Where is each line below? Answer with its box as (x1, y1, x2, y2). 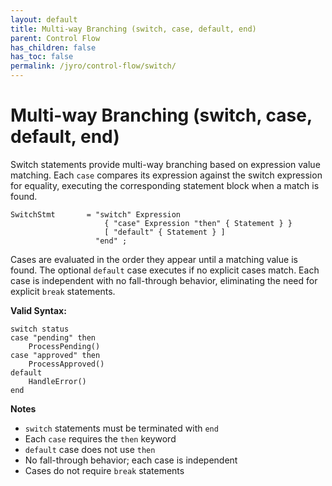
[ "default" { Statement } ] (104, 227, 226, 237)
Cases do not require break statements (24, 464, 185, 476)
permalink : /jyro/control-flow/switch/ (10, 61, 177, 71)
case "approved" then (10, 350, 101, 360)
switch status (10, 324, 70, 334)
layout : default (10, 14, 78, 25)
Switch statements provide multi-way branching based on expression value (10, 158, 321, 170)
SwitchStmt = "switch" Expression (10, 209, 182, 220)
